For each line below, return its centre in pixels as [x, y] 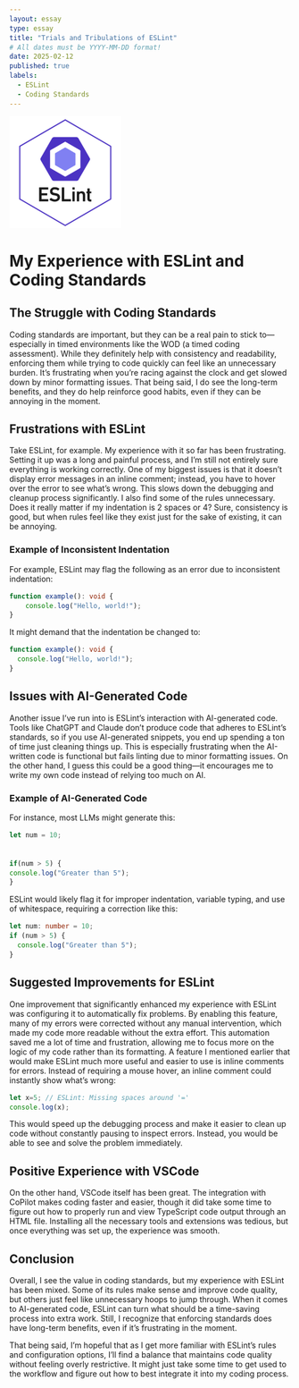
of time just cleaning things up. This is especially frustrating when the [137, 746]
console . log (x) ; [39, 1107]
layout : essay [36, 19]
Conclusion [42, 1259]
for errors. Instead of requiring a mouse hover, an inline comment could [141, 1071]
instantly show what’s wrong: [62, 1080]
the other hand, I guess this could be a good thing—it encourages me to [141, 766]
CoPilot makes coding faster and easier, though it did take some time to [141, 1202]
